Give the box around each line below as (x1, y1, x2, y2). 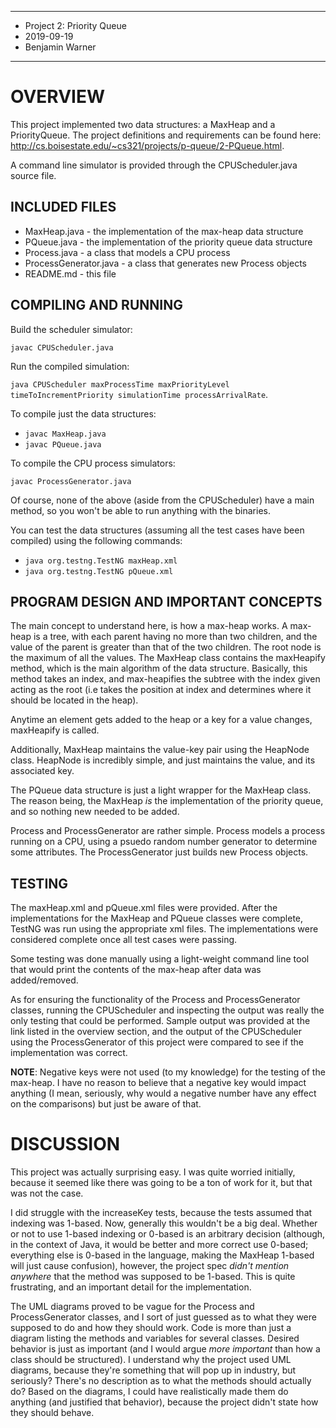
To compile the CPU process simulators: (10, 457, 176, 469)
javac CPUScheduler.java (10, 342, 114, 353)
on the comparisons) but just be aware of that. (10, 1098, 202, 1110)
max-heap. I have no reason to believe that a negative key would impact (10, 1077, 307, 1089)
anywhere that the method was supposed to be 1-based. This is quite (10, 1271, 296, 1283)
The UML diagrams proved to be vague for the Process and (10, 1301, 255, 1313)
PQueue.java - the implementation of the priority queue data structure (24, 236, 313, 248)
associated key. (10, 765, 75, 777)
